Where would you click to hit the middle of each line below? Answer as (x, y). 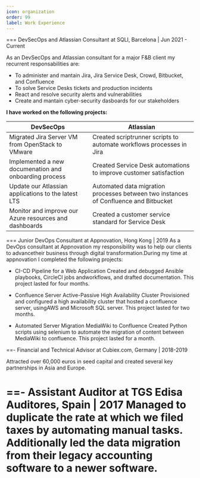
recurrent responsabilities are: (43, 64)
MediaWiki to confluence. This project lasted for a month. (85, 339)
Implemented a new (37, 162)
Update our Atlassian (38, 187)
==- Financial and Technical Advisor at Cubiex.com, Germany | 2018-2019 (97, 350)
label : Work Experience (36, 23)
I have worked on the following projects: (57, 112)
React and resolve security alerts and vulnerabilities (78, 94)
